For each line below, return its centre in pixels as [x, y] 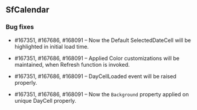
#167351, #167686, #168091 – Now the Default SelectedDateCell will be [103, 40]
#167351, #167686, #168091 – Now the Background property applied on [102, 94]
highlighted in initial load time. [51, 46]
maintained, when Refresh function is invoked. [72, 64]
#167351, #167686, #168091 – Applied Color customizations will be [97, 58]
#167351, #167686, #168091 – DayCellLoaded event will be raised [95, 76]
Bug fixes [20, 27]
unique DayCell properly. [45, 100]
